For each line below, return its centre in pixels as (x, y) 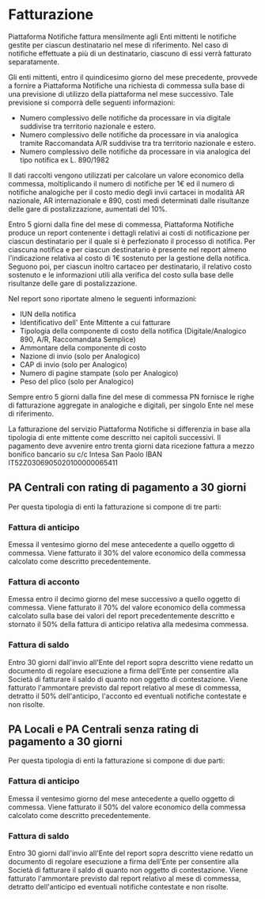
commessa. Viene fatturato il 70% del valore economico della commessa (127, 607)
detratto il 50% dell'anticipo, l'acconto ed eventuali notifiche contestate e (127, 696)
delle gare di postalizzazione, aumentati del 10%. (88, 208)
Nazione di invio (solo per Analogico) (80, 356)
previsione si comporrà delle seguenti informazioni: (92, 102)
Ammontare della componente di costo (83, 347)
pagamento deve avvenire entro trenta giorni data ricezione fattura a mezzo (131, 446)
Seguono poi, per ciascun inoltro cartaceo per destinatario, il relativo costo (130, 266)
